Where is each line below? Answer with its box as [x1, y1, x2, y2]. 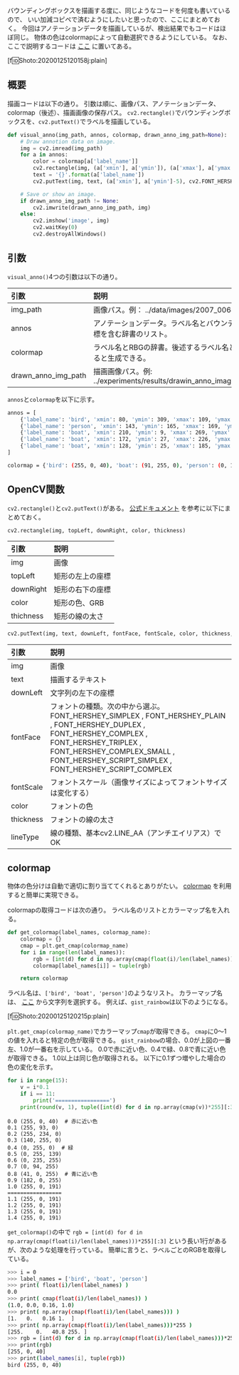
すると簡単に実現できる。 [7, 891, 83, 899]
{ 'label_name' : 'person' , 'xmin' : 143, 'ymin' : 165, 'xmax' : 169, [20, 422, 221, 430]
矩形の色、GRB [53, 598, 105, 608]
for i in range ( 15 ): [7, 1077, 69, 1085]
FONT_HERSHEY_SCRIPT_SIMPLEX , [50, 756, 172, 766]
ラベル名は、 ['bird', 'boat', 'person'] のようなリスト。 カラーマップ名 [7, 989, 223, 998]
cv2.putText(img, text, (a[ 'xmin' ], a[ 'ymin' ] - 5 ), [33, 178, 186, 185]
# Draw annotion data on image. [20, 138, 116, 145]
